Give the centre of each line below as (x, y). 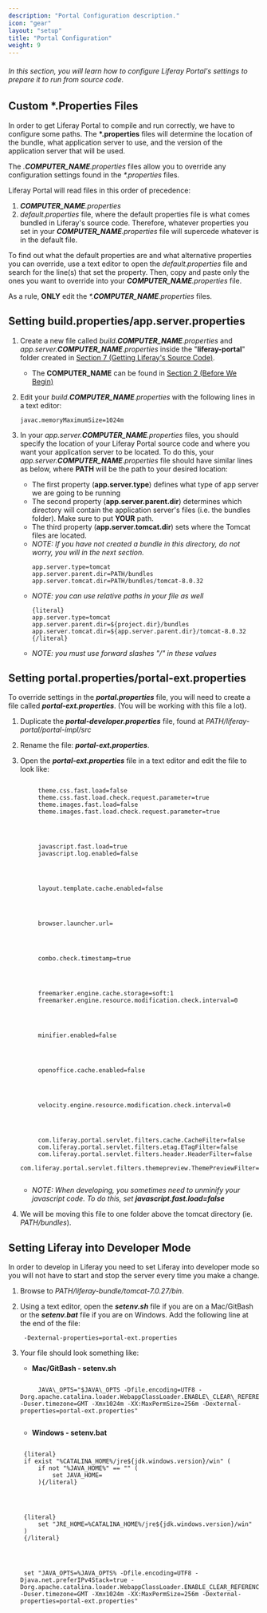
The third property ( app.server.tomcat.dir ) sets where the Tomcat (141, 526)
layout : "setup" (35, 30)
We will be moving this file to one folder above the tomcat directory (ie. (136, 1214)
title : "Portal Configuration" (60, 38)
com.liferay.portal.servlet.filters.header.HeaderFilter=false (145, 1154)
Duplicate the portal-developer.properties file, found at (112, 721)
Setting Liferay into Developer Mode (100, 1247)
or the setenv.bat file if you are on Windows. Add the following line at (134, 1315)
